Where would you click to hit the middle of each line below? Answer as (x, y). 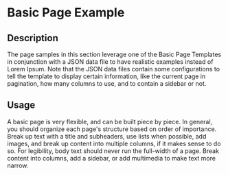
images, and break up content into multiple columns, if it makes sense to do (114, 143)
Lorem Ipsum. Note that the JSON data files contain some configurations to (114, 69)
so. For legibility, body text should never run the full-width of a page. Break (113, 151)
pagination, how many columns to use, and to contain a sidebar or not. (107, 83)
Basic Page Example (66, 13)
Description (33, 38)
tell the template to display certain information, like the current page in (106, 76)
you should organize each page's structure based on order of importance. (112, 129)
